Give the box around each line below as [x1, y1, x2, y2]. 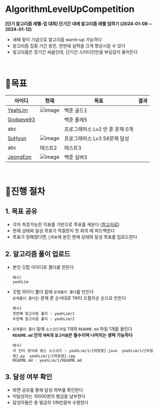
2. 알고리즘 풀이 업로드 [5, 250, 71, 258]
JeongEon [7, 153, 31, 160]
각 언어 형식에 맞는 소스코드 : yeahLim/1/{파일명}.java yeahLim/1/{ [12, 348, 147, 353]
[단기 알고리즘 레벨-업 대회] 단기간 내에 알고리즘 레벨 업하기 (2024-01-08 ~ [5, 20, 152, 26]
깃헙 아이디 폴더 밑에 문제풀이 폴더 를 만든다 [12, 288, 94, 295]
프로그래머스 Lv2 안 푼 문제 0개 [64, 126, 134, 133]
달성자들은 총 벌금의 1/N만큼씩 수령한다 [12, 399, 89, 405]
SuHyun [7, 135, 26, 142]
